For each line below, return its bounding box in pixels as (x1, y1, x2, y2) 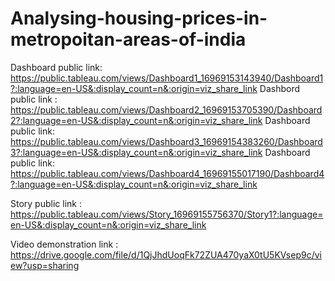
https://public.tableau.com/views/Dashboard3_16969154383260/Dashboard (10, 135, 323, 147)
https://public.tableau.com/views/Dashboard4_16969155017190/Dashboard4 (10, 167, 325, 179)
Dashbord (259, 82, 300, 94)
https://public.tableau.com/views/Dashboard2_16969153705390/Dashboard (10, 103, 323, 116)
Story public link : (10, 197, 82, 209)
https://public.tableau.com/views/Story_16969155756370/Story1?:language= (10, 208, 324, 220)
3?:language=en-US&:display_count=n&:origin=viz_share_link (10, 146, 263, 158)
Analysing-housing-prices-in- (10, 7, 268, 30)
